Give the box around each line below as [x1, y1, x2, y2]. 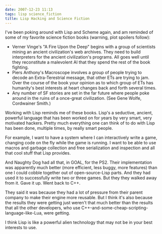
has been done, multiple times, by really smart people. [5, 125, 113, 131]
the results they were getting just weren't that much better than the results [5, 200, 153, 206]
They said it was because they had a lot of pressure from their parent [5, 189, 143, 195]
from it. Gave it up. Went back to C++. [5, 180, 81, 186]
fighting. [12, 64, 29, 70]
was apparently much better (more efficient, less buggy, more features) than [5, 165, 158, 171]
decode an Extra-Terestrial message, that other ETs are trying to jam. [12, 75, 150, 80]
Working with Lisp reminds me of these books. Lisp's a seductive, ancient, [5, 110, 153, 116]
